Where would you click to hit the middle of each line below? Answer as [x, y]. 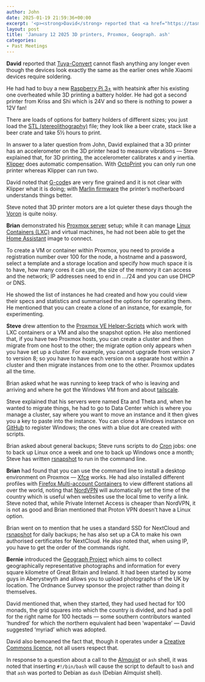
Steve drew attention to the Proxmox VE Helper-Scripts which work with [97, 326]
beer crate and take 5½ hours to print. [54, 133]
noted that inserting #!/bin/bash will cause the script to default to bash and [100, 666]
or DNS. [16, 282]
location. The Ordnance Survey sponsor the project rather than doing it [95, 585]
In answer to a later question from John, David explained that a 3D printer [99, 144]
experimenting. [25, 314]
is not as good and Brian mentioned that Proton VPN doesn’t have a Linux [99, 509]
